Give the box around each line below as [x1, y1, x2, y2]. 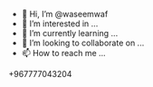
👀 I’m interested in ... [21, 18, 99, 29]
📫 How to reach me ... [21, 48, 106, 58]
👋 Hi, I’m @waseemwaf [21, 9, 109, 19]
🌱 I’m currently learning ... [21, 28, 119, 38]
